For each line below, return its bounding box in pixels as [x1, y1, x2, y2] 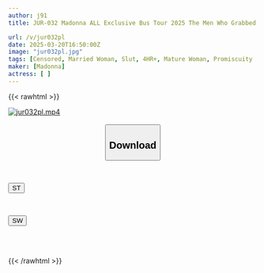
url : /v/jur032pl [8, 33, 66, 41]
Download [109, 139, 157, 151]
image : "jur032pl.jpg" [8, 48, 83, 56]
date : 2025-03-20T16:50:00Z [8, 40, 101, 48]
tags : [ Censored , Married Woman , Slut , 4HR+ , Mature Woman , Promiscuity [8, 55, 253, 63]
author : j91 [8, 11, 47, 20]
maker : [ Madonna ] [8, 63, 66, 71]
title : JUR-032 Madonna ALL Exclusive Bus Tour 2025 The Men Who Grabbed [8, 19, 257, 27]
